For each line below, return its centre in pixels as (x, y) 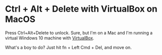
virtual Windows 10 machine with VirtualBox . (50, 38)
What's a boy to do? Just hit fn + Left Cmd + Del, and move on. (68, 47)
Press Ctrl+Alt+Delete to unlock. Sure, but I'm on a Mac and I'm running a (79, 33)
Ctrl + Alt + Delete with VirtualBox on (81, 9)
